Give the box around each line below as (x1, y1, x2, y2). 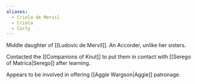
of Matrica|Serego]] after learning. (6, 60, 91, 67)
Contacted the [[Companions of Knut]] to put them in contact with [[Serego (6, 53, 191, 60)
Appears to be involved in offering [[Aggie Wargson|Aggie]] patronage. (6, 71, 181, 78)
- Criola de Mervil (11, 14, 60, 20)
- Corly (11, 25, 31, 32)
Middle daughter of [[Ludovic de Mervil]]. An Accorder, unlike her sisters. (6, 42, 186, 49)
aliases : (6, 8, 28, 15)
